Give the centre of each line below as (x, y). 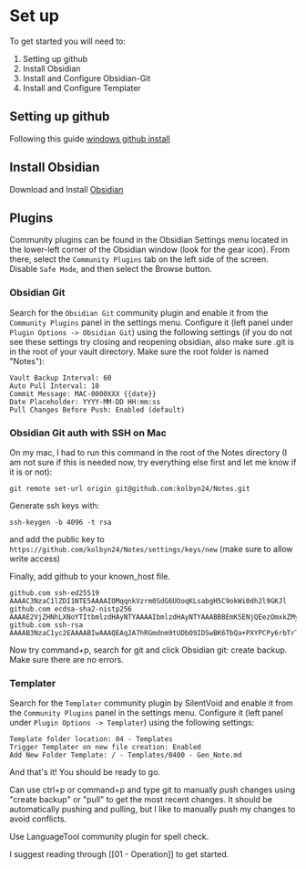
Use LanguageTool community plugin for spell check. (109, 837)
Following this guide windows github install (90, 139)
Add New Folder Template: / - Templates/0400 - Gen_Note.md (126, 755)
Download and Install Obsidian (66, 189)
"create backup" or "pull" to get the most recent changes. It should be (141, 800)
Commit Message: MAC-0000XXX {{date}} (83, 393)
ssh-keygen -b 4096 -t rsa (61, 522)
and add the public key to (57, 539)
